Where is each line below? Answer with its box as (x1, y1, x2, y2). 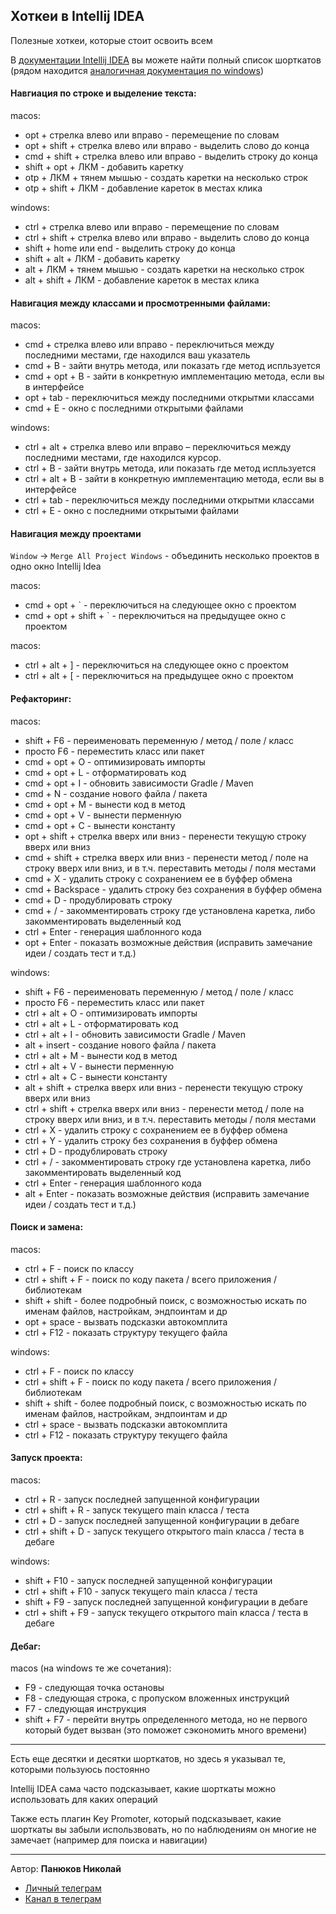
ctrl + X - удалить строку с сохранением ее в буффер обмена (24, 1124, 288, 1136)
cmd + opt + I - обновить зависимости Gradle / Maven (24, 777, 254, 789)
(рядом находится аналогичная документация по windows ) (10, 64, 264, 76)
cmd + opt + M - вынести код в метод (24, 798, 186, 810)
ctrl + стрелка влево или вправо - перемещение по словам (24, 221, 280, 233)
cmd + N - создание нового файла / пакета (24, 787, 208, 799)
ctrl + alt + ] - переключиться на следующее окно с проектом (24, 659, 289, 671)
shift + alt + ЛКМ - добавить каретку (24, 253, 181, 265)
